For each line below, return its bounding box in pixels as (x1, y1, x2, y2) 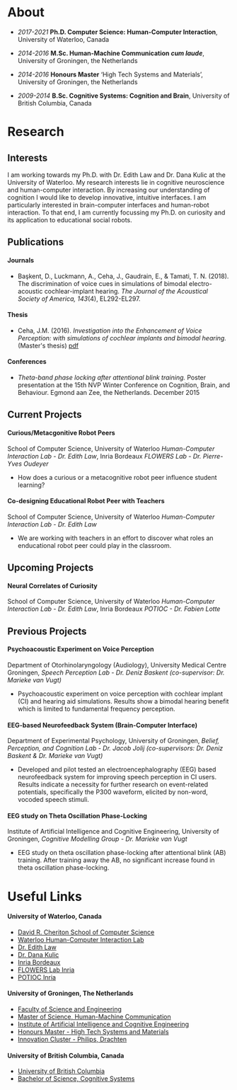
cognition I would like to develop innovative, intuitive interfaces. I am (7, 193, 207, 202)
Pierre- (202, 452, 224, 460)
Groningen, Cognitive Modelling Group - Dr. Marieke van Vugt (7, 834, 187, 843)
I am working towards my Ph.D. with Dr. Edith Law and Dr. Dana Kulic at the (7, 171, 226, 179)
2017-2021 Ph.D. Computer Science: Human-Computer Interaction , (17, 28, 218, 36)
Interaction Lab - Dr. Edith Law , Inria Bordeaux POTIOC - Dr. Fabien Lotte (7, 604, 221, 613)
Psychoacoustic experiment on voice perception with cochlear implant (17, 689, 224, 698)
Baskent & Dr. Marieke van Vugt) (7, 752, 103, 760)
